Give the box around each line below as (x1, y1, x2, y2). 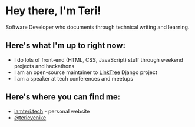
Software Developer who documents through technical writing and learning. (5, 24, 190, 31)
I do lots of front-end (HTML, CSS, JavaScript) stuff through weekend (14, 56, 183, 63)
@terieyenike (14, 113, 47, 121)
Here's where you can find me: (5, 92, 121, 102)
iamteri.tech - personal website (14, 108, 90, 115)
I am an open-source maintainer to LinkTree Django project (14, 69, 157, 76)
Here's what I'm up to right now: (5, 41, 126, 51)
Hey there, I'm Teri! (5, 4, 101, 18)
